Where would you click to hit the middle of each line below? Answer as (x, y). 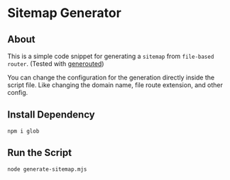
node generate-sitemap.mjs (47, 169)
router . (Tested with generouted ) (56, 64)
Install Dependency (51, 115)
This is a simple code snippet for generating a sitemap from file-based (111, 56)
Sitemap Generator (65, 13)
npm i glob (23, 131)
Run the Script (40, 153)
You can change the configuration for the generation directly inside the (111, 77)
